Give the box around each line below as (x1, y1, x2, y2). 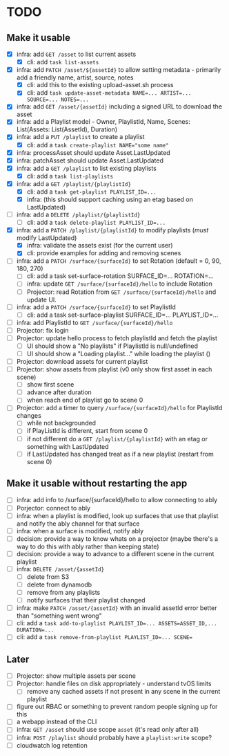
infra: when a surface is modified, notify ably (16, 526, 144, 535)
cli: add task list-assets (26, 58, 99, 66)
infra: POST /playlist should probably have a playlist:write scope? (16, 733, 212, 741)
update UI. (26, 295, 57, 304)
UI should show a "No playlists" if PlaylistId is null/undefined (26, 342, 198, 350)
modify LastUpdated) (16, 234, 77, 242)
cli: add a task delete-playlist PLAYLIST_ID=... (26, 219, 166, 227)
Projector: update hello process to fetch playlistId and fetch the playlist (16, 333, 218, 342)
